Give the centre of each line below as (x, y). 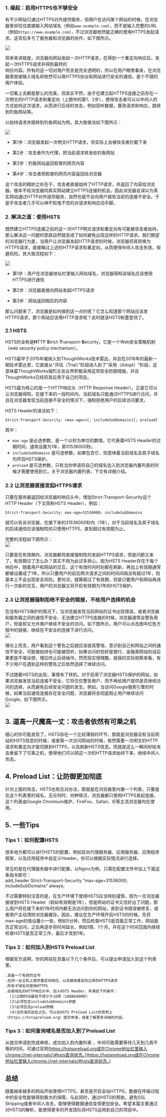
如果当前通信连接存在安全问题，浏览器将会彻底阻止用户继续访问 (79, 693)
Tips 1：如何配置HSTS (32, 840)
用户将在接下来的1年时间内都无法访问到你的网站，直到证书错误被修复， (82, 908)
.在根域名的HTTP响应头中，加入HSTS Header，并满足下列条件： (62, 991)
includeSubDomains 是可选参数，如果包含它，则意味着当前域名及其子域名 (86, 452)
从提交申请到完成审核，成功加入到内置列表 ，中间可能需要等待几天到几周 (79, 1043)
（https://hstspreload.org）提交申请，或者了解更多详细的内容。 (65, 1018)
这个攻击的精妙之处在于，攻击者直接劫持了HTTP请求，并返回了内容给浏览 (80, 184)
